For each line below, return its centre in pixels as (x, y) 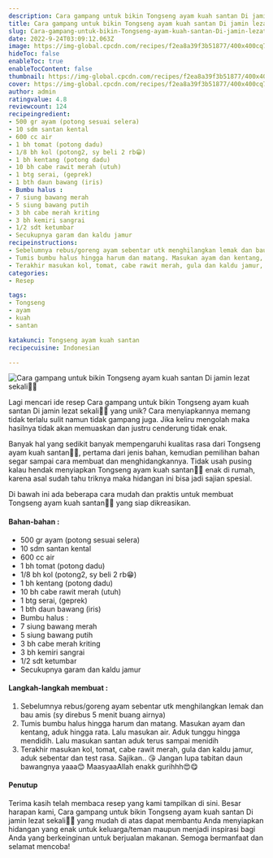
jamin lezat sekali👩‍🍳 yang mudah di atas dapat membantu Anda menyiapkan (136, 820)
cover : (19, 84)
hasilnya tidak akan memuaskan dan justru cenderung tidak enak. (118, 429)
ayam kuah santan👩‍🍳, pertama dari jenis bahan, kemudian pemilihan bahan (134, 453)
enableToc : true (36, 62)
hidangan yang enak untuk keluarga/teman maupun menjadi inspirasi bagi (132, 829)
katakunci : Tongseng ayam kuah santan (74, 340)
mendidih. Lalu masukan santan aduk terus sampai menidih (119, 740)
